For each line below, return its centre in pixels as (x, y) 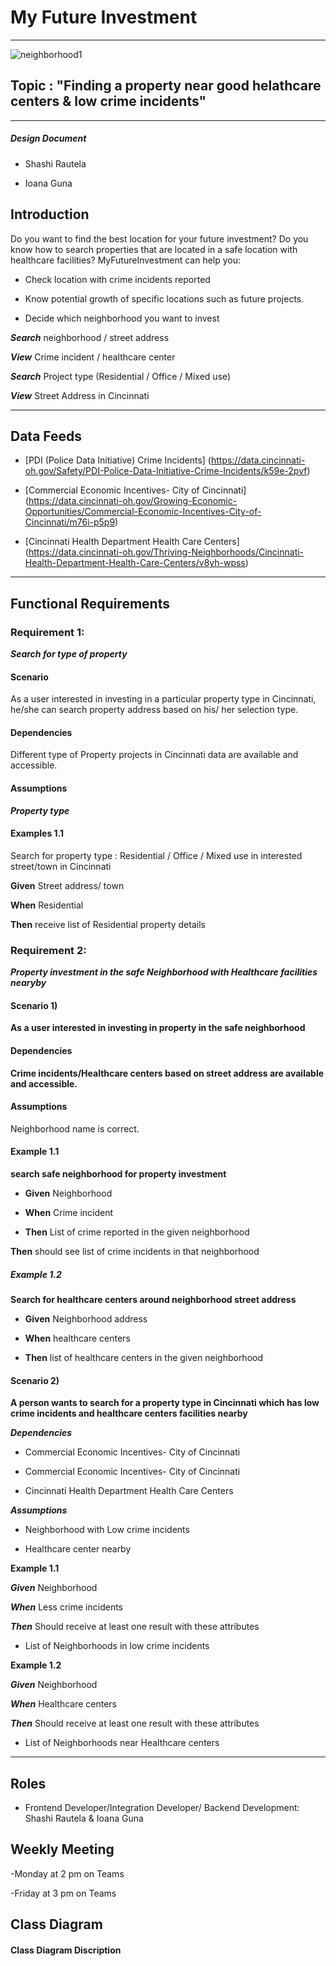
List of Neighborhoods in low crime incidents (117, 1646)
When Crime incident (69, 1212)
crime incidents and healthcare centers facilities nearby (129, 1413)
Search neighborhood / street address (90, 337)
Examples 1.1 (37, 833)
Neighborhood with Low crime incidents (107, 1530)
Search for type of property (69, 654)
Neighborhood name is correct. (75, 1128)
